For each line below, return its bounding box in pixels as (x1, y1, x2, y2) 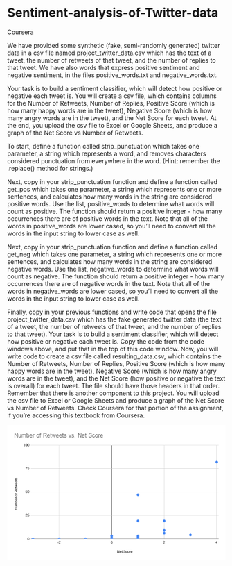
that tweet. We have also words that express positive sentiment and (7, 63, 200, 72)
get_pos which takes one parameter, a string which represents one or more (7, 185, 222, 193)
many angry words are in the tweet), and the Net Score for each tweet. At (7, 113, 217, 122)
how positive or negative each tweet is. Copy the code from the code (7, 337, 204, 345)
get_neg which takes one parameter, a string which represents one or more (7, 250, 222, 258)
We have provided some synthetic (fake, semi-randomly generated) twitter (7, 41, 220, 49)
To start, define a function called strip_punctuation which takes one (7, 142, 199, 150)
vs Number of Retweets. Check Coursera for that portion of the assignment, (7, 403, 224, 412)
